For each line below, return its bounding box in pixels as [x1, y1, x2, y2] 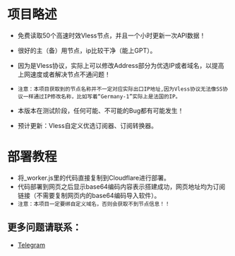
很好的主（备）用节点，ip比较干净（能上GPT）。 [17, 46, 157, 54]
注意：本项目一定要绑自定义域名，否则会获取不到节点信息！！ [17, 200, 171, 207]
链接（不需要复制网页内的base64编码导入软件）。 [17, 191, 161, 199]
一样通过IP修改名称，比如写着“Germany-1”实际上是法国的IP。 [23, 93, 181, 100]
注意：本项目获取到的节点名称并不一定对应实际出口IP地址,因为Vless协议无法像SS [17, 86, 223, 93]
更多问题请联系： [7, 221, 82, 233]
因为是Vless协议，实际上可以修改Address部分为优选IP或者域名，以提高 [17, 61, 224, 69]
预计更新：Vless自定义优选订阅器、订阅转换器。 [17, 121, 157, 129]
